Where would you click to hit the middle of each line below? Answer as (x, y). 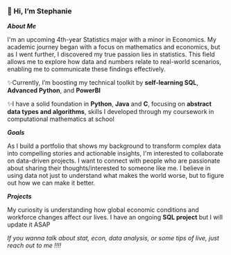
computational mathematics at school (61, 119)
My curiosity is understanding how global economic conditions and (103, 210)
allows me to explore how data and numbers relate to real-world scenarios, (114, 62)
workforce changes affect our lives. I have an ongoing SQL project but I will (115, 217)
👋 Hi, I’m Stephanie (40, 11)
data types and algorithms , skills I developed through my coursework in (111, 112)
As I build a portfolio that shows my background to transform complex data (114, 146)
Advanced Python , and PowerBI (54, 90)
